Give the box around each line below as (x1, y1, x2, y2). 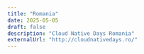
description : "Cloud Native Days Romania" (7, 29, 135, 37)
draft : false (7, 23, 46, 30)
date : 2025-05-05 (7, 17, 59, 24)
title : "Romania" (7, 10, 59, 18)
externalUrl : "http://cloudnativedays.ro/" (7, 36, 138, 43)
